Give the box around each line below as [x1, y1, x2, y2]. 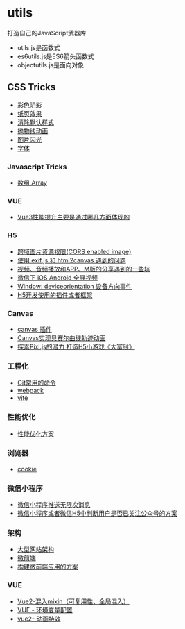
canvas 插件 [17, 325, 52, 333]
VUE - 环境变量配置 [17, 605, 73, 614]
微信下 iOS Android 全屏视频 [17, 273, 98, 282]
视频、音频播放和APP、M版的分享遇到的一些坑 [17, 265, 150, 273]
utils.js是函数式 [17, 43, 60, 51]
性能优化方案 [17, 429, 54, 438]
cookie [17, 464, 37, 473]
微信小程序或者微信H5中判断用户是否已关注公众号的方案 [17, 509, 178, 518]
